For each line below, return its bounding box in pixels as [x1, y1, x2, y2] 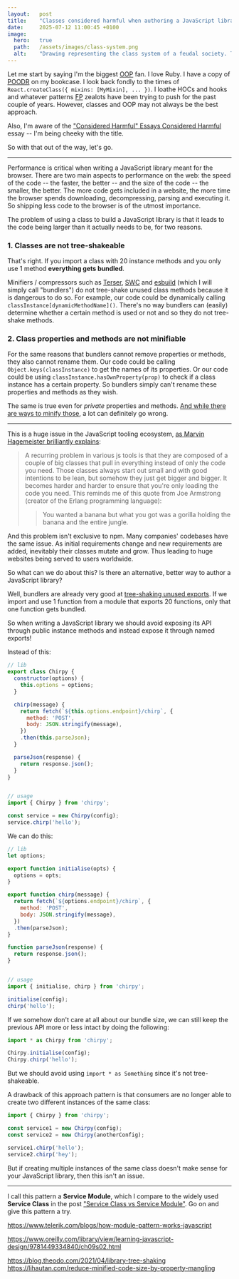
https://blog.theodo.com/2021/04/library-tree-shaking [7, 1256, 166, 1265]
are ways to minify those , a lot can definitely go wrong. [7, 409, 169, 418]
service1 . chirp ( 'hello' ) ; [7, 1144, 84, 1151]
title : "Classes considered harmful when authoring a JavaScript [7, 17, 215, 24]
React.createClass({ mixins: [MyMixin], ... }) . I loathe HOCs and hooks [7, 85, 228, 93]
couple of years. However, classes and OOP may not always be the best [7, 100, 218, 108]
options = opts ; [14, 872, 62, 879]
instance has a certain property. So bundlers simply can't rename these [7, 380, 217, 389]
